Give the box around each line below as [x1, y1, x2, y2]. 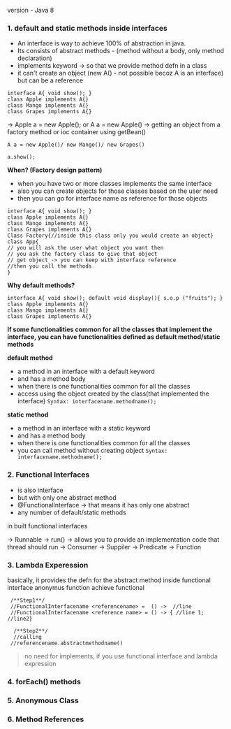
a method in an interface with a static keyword [17, 424, 151, 433]
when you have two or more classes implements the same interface [17, 180, 212, 188]
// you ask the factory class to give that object [7, 251, 158, 258]
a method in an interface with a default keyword [17, 367, 155, 376]
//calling [13, 633, 42, 640]
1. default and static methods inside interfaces [7, 23, 167, 33]
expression [24, 659, 57, 667]
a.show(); [7, 154, 36, 161]
